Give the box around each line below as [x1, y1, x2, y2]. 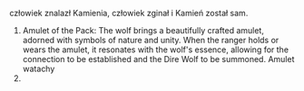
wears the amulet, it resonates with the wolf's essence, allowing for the [22, 44, 289, 55]
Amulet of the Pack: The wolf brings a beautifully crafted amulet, [22, 25, 265, 35]
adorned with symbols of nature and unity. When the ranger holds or [22, 35, 279, 45]
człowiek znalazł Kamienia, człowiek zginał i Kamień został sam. [9, 8, 249, 18]
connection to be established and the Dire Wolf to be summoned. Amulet [22, 54, 295, 64]
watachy [22, 63, 55, 74]
